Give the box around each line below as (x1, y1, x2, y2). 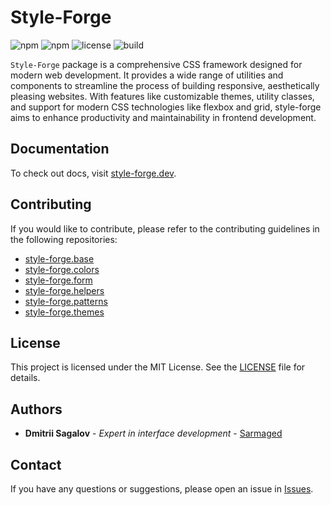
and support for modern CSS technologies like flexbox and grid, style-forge (10, 101, 322, 113)
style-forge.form (24, 274, 93, 286)
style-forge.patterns (24, 295, 108, 307)
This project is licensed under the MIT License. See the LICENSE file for (10, 361, 306, 373)
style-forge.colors (24, 263, 100, 275)
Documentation (10, 141, 110, 158)
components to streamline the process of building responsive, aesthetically (10, 79, 320, 91)
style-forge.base (24, 252, 95, 265)
